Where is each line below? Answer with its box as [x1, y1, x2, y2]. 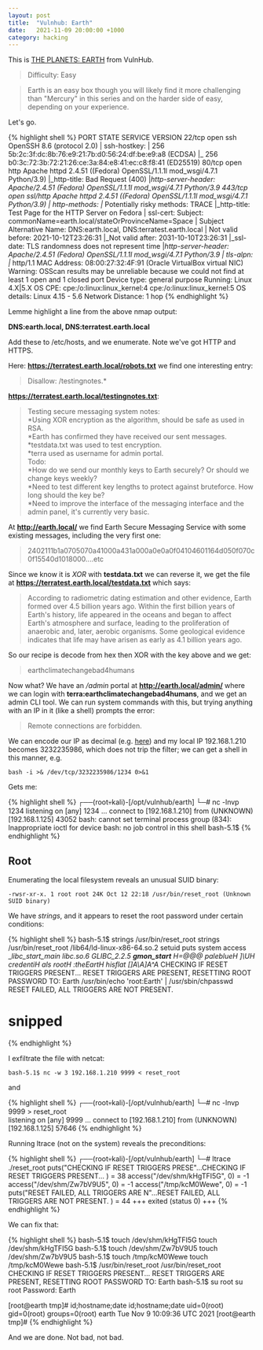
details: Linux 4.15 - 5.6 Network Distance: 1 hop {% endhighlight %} [8, 292, 229, 301]
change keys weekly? [27, 474, 98, 483]
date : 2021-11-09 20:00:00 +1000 [8, 26, 125, 34]
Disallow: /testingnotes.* [27, 376, 108, 386]
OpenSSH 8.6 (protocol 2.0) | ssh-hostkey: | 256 [8, 141, 165, 150]
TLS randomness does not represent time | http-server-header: [26, 242, 229, 251]
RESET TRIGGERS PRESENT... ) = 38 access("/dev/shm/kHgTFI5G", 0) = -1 [8, 1171, 250, 1181]
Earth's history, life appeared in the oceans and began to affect [27, 610, 232, 620]
